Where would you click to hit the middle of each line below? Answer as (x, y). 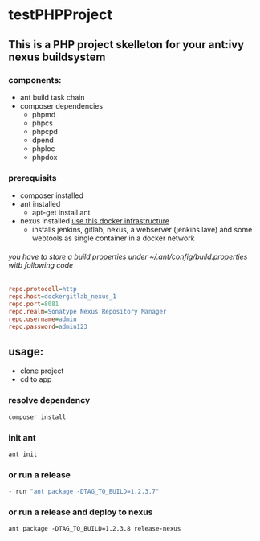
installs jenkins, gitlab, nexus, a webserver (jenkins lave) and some (142, 230)
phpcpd (45, 131)
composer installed (52, 195)
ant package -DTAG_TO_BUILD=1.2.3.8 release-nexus (95, 529)
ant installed (40, 204)
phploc (43, 148)
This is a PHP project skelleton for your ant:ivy (126, 45)
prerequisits (32, 178)
